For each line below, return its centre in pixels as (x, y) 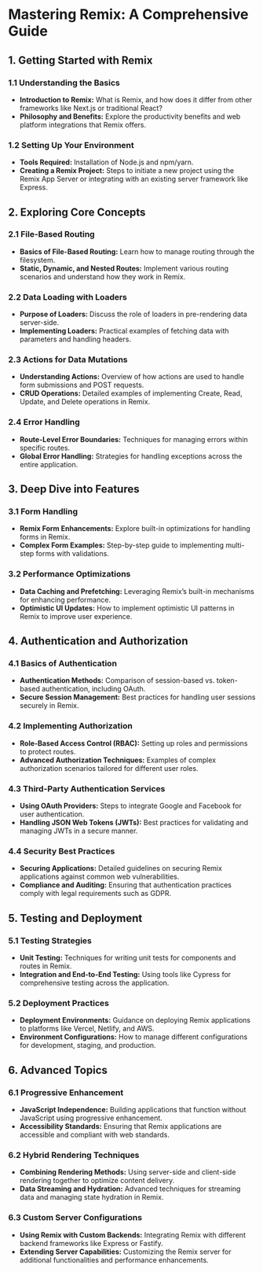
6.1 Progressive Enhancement (66, 1093)
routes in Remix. (46, 966)
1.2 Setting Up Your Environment (71, 145)
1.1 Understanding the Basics (64, 83)
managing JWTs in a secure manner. (79, 831)
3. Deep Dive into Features (74, 489)
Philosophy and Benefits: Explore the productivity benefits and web (130, 116)
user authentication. (52, 814)
